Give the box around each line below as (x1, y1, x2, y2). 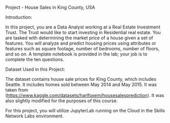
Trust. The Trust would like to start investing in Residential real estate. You (5, 29, 161, 35)
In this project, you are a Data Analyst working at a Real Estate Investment (5, 24, 161, 30)
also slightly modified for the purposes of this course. (5, 98, 118, 104)
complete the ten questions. (5, 56, 64, 63)
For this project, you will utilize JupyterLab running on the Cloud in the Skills (5, 108, 165, 113)
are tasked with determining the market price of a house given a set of (5, 35, 153, 41)
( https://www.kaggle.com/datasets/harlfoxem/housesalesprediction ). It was (5, 93, 164, 98)
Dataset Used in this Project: (5, 66, 65, 72)
